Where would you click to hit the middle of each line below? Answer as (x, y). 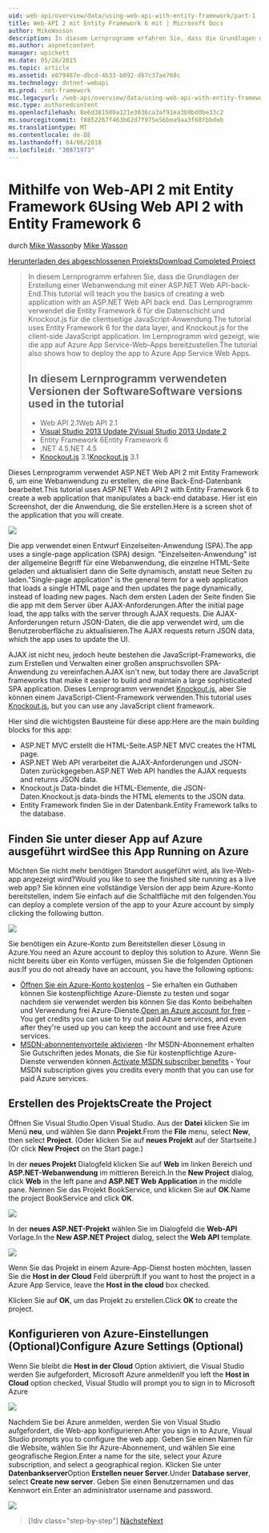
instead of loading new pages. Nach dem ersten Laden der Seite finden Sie (132, 597)
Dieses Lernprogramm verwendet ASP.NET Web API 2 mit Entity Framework (133, 473)
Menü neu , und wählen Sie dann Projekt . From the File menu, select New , (129, 1132)
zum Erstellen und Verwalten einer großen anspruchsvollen (106, 664)
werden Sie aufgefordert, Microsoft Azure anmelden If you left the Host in (129, 1374)
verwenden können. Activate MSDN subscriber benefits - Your (149, 1061)
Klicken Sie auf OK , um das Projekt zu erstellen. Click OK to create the (123, 1300)
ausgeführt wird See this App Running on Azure (129, 851)
